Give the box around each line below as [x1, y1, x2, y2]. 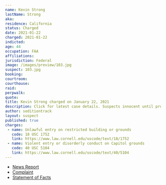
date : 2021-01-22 [5, 30, 41, 35]
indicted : [5, 40, 26, 45]
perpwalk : [5, 90, 26, 95]
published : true [5, 118, 39, 123]
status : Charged [5, 26, 39, 31]
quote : [5, 95, 19, 100]
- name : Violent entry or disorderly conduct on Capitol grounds [7, 141, 145, 146]
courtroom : [5, 76, 28, 81]
